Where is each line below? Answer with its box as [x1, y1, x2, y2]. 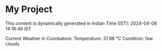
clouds [5, 40, 20, 46]
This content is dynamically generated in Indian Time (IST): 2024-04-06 [5, 20, 157, 26]
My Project [5, 4, 53, 15]
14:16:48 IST [5, 25, 32, 31]
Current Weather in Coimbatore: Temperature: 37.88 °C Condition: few [5, 35, 153, 41]
